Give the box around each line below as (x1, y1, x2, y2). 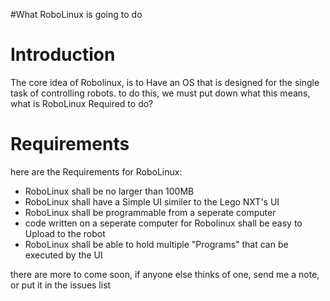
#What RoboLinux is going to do (10, 9, 143, 20)
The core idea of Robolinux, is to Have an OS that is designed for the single (10, 76, 320, 88)
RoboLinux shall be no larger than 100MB (24, 185, 195, 197)
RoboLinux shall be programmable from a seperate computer (24, 206, 277, 218)
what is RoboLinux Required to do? (10, 97, 154, 109)
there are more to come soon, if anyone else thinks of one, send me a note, (10, 268, 320, 280)
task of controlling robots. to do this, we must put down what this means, (10, 87, 311, 99)
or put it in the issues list (10, 279, 112, 291)
